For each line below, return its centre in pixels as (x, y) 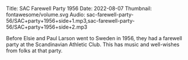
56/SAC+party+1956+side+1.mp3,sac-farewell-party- (71, 21)
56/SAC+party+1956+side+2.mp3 (47, 27)
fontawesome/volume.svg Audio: (46, 15)
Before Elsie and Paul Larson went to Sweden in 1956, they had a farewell (94, 38)
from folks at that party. (34, 51)
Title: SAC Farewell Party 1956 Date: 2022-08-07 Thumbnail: (79, 8)
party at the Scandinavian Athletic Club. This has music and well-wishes (93, 44)
